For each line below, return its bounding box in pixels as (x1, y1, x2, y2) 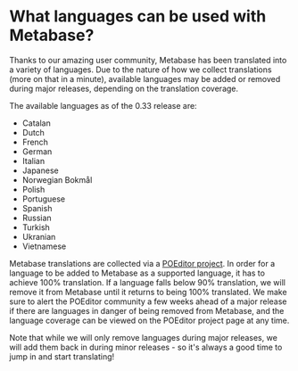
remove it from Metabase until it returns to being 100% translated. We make (9, 286, 287, 297)
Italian (21, 155, 46, 166)
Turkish (21, 221, 51, 233)
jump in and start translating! (9, 350, 115, 362)
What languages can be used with (9, 6, 267, 27)
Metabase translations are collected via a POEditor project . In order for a (9, 258, 276, 268)
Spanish (21, 202, 53, 213)
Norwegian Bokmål (21, 174, 93, 185)
